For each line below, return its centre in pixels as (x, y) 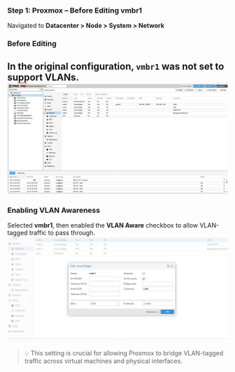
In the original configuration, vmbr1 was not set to (116, 66)
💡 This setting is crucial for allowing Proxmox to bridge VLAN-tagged (124, 353)
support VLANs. (43, 77)
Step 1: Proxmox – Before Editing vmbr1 (74, 10)
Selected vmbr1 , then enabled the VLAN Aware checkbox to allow (102, 225)
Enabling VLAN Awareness (54, 210)
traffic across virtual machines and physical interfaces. (104, 361)
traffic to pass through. (62, 233)
